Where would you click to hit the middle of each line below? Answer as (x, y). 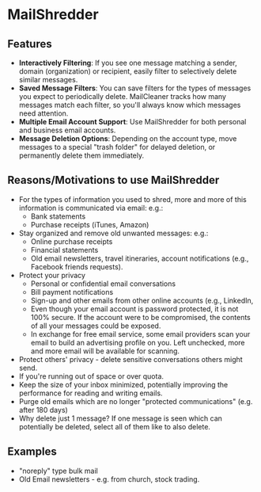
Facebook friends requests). (77, 266)
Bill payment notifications (72, 292)
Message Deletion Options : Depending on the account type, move (128, 139)
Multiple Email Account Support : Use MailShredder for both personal (132, 122)
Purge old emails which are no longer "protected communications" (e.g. (136, 401)
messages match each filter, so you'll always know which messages (130, 105)
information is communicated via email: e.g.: (91, 208)
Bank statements (58, 216)
